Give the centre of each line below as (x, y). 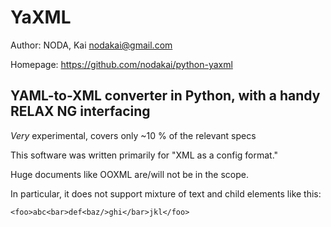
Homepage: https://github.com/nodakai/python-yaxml (121, 64)
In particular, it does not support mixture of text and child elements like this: (166, 193)
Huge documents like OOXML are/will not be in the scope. (129, 174)
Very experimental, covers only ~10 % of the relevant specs (133, 135)
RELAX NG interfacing (80, 111)
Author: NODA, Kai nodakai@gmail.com (91, 45)
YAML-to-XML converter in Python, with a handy (165, 96)
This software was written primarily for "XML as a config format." (144, 155)
